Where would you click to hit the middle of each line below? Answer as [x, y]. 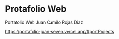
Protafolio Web [36, 9]
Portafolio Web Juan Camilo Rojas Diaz [44, 22]
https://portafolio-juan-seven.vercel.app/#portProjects [59, 31]
